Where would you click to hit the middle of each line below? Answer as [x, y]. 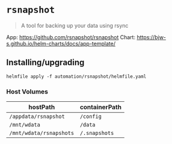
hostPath [41, 107]
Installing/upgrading [45, 62]
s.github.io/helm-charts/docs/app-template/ [61, 43]
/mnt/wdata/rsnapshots [41, 133]
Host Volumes [27, 92]
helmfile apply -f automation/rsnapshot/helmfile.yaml [76, 77]
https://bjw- [152, 37]
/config [91, 117]
